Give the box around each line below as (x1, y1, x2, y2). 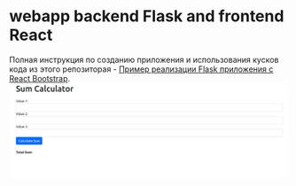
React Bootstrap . (9, 73, 71, 83)
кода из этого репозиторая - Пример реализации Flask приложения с (9, 64, 274, 74)
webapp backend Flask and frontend (9, 6, 284, 27)
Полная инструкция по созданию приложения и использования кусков (9, 54, 279, 65)
